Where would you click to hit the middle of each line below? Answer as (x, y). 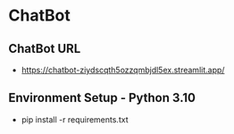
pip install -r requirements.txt (75, 119)
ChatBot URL (45, 49)
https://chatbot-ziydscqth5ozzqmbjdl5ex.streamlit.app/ (123, 70)
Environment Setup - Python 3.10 (102, 98)
